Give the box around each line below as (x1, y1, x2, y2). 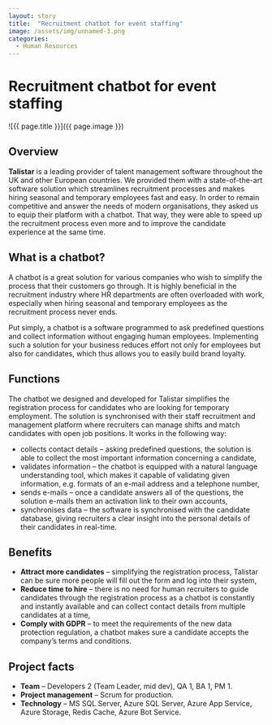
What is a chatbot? (8, 251, 106, 264)
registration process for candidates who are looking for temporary (8, 402, 230, 412)
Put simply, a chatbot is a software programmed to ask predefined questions (8, 322, 265, 332)
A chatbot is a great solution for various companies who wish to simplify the (8, 272, 262, 282)
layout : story (8, 11, 57, 20)
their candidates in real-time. (19, 522, 118, 531)
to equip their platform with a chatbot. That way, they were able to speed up (8, 209, 262, 220)
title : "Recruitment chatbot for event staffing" (8, 20, 183, 28)
